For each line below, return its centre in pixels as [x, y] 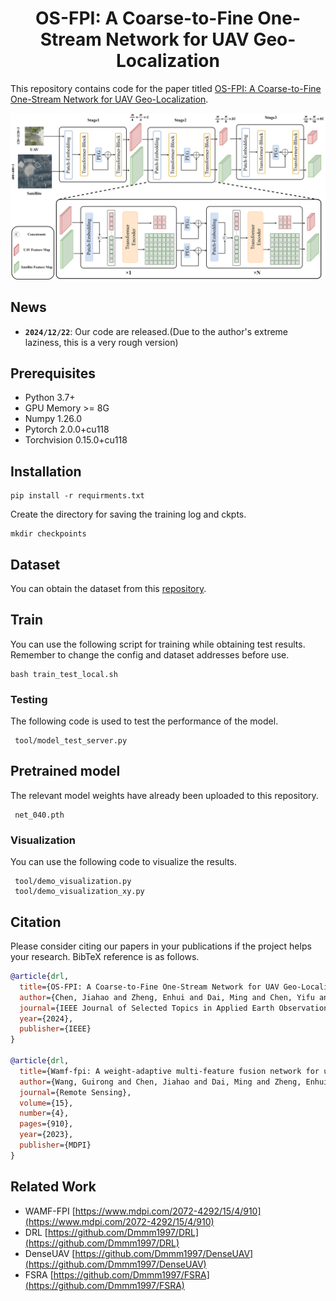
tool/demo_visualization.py [73, 882]
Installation [46, 471]
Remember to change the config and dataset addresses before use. [150, 654]
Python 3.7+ [50, 398]
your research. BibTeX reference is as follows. [105, 956]
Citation [36, 922]
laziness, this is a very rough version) [101, 342]
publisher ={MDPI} [55, 1145]
